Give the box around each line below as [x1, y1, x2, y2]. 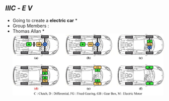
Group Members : [12, 23, 49, 29]
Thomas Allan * [12, 28, 45, 34]
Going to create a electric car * [12, 17, 78, 23]
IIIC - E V [5, 4, 33, 13]
